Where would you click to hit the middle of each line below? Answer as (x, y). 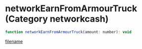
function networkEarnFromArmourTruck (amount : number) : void (69, 32)
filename (14, 41)
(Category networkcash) (57, 19)
